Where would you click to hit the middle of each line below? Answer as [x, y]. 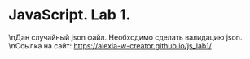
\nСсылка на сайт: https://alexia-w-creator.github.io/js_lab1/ [110, 45]
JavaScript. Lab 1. [70, 15]
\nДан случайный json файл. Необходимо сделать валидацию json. [125, 37]
